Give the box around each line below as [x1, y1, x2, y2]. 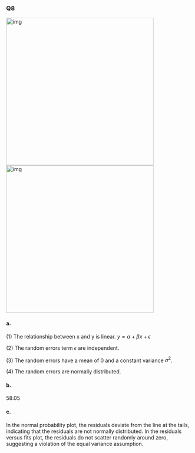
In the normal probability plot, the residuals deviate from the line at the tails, [6, 421, 190, 428]
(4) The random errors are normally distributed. [6, 368, 121, 375]
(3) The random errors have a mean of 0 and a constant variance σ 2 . [6, 356, 173, 364]
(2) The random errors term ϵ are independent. [6, 344, 120, 352]
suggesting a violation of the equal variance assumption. [6, 440, 144, 447]
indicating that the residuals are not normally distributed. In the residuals [6, 428, 182, 435]
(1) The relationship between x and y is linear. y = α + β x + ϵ [6, 333, 151, 340]
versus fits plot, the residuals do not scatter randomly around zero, [6, 434, 168, 441]
